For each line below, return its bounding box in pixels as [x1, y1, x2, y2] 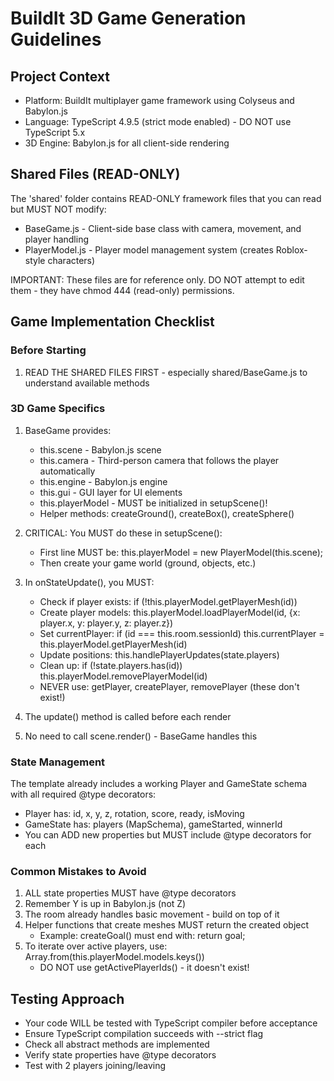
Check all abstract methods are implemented [24, 1038, 210, 1051]
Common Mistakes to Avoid [10, 865, 147, 879]
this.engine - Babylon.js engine [39, 475, 168, 487]
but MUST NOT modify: [10, 203, 107, 215]
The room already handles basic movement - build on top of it [24, 908, 280, 921]
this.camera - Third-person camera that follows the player [39, 454, 280, 466]
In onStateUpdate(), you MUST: [24, 576, 155, 588]
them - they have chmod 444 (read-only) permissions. [10, 284, 235, 296]
